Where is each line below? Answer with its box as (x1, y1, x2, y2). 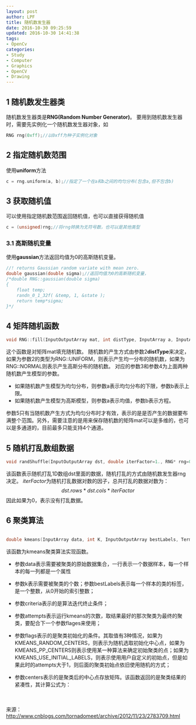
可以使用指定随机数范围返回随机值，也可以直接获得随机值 (6, 213, 144, 220)
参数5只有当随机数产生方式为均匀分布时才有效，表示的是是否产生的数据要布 (6, 410, 188, 417)
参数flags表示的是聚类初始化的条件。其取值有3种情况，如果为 (14, 632, 163, 639)
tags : (6, 36, 19, 42)
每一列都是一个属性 (24, 568, 71, 575)
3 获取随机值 (6, 196, 51, 206)
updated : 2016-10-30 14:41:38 (6, 30, 80, 36)
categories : (6, 47, 35, 53)
